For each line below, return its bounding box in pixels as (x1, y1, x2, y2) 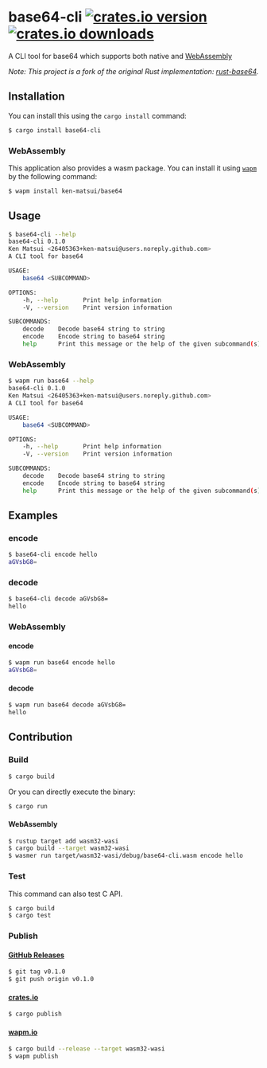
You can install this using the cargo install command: (8, 111, 187, 120)
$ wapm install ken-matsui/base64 (8, 187, 123, 195)
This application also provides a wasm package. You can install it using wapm (8, 163, 257, 173)
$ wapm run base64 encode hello (8, 659, 115, 667)
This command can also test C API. (8, 889, 123, 898)
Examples (8, 509, 58, 522)
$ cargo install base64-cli (8, 126, 102, 135)
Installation (8, 90, 65, 104)
